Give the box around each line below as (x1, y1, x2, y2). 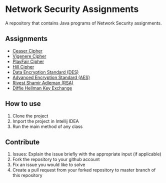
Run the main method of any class (12, 123, 83, 129)
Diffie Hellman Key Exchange (12, 85, 72, 91)
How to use (5, 99, 41, 108)
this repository (12, 172, 42, 178)
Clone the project (12, 112, 48, 118)
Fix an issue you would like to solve (12, 161, 85, 168)
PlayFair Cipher (12, 58, 44, 64)
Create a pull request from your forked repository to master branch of (12, 167, 156, 173)
